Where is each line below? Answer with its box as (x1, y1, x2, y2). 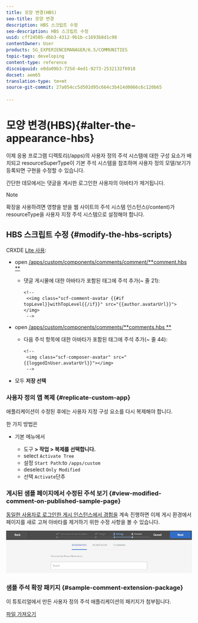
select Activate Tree (23, 453, 75, 460)
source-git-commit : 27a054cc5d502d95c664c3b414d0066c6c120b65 (6, 85, 162, 91)
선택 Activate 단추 (23, 473, 66, 480)
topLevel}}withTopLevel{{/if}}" (23, 301, 103, 307)
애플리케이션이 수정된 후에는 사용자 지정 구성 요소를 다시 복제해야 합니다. (6, 408, 173, 415)
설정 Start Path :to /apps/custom (23, 459, 101, 467)
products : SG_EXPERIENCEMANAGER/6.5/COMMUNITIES (6, 47, 128, 53)
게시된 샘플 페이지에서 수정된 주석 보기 (6, 489, 108, 497)
